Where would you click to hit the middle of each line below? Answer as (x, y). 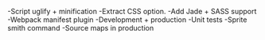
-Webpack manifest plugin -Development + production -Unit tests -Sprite (127, 20)
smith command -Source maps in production (81, 28)
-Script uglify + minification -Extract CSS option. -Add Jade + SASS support (132, 11)
